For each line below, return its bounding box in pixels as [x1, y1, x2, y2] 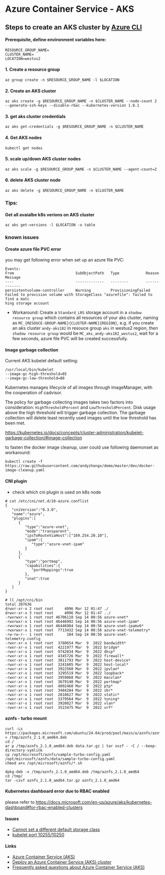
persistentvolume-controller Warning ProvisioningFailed [5, 288, 151, 293]
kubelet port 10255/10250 [12, 832, 65, 838]
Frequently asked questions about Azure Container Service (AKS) [12, 864, 145, 871]
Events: [5, 266, 21, 271]
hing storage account [5, 301, 50, 306]
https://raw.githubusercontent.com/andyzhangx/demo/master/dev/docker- [5, 464, 155, 468]
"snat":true [25, 576, 50, 581]
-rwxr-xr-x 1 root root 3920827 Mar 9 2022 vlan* [5, 700, 115, 706]
